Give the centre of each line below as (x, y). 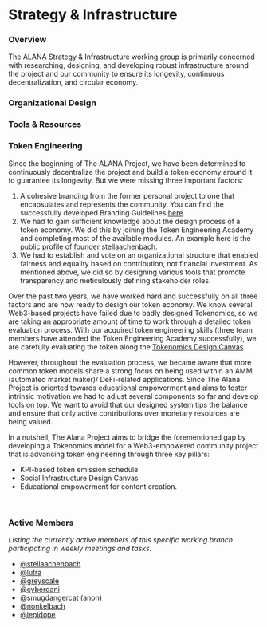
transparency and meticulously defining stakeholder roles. (115, 280)
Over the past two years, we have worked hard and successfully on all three (133, 296)
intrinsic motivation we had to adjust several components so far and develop (133, 396)
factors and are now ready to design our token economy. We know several (130, 304)
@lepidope (37, 614)
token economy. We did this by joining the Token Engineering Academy (137, 230)
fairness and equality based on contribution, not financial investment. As (139, 263)
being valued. (31, 421)
